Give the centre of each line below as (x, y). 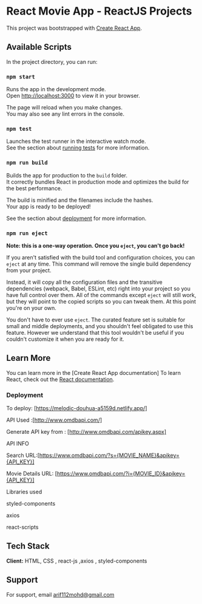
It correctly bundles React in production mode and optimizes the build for (98, 182)
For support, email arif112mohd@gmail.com (60, 594)
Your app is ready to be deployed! (49, 206)
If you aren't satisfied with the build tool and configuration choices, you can (101, 257)
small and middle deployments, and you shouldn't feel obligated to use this (100, 326)
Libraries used (24, 492)
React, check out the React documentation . (60, 379)
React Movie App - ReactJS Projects (99, 11)
